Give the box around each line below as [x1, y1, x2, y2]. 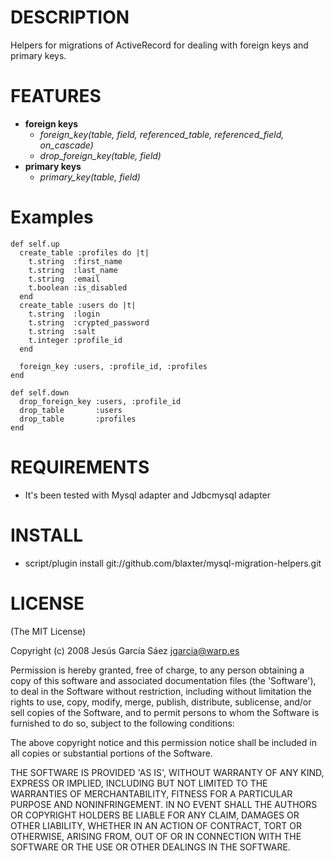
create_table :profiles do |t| [19, 247, 150, 258]
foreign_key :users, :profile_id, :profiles [19, 361, 208, 371]
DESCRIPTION [10, 6, 130, 29]
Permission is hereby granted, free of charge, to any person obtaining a [10, 664, 305, 676]
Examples [10, 206, 94, 229]
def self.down [10, 387, 70, 398]
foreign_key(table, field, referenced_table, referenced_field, [39, 128, 285, 140]
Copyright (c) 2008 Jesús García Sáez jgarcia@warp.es [10, 644, 240, 656]
